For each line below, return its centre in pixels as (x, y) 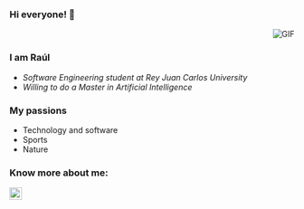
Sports (35, 139)
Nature (35, 149)
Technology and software (70, 129)
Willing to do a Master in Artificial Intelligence (107, 87)
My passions (38, 110)
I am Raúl (30, 58)
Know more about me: (59, 173)
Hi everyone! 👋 (42, 14)
